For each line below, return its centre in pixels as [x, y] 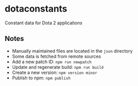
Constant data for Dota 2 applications [44, 23]
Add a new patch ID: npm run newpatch [52, 62]
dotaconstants [36, 9]
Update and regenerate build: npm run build [58, 67]
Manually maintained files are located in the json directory [72, 51]
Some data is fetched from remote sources [56, 56]
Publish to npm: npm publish [41, 78]
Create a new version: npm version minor [55, 72]
